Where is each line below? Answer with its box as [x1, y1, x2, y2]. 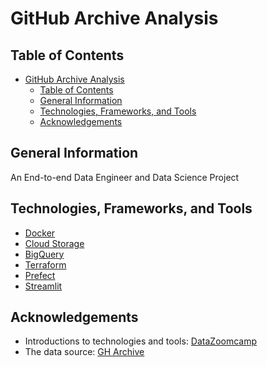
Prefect [24, 269, 56, 281]
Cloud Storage [24, 237, 85, 249]
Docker [24, 227, 56, 239]
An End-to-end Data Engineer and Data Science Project [10, 171, 240, 183]
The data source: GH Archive [24, 346, 145, 358]
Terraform [24, 258, 67, 271]
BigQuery [24, 248, 65, 260]
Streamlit [24, 280, 63, 292]
